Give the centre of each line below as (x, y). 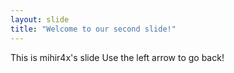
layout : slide (40, 19)
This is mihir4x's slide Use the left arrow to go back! (117, 57)
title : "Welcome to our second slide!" (93, 29)
